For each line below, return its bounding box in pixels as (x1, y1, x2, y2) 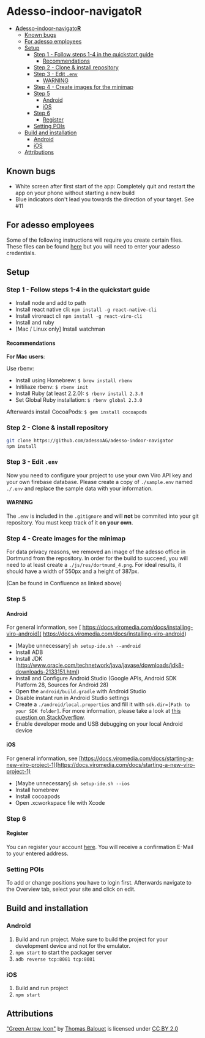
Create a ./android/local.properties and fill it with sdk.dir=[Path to (15, 701, 190, 708)
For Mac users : (6, 353, 45, 360)
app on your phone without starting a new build (15, 189, 135, 196)
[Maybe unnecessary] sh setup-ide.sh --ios (15, 779, 130, 786)
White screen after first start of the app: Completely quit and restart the (15, 182, 195, 190)
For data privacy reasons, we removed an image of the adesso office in (6, 548, 186, 556)
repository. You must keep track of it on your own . (6, 519, 133, 526)
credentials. (6, 249, 36, 256)
